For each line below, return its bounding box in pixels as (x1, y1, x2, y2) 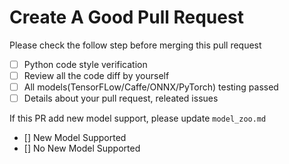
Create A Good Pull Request (9, 6, 244, 29)
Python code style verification (23, 58, 148, 70)
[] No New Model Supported (23, 142, 141, 155)
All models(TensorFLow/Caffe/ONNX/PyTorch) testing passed (23, 81, 279, 93)
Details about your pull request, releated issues (23, 92, 219, 105)
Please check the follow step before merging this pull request (9, 39, 262, 51)
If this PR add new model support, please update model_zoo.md (9, 112, 267, 125)
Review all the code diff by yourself (23, 70, 170, 81)
